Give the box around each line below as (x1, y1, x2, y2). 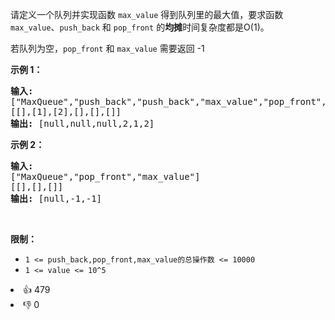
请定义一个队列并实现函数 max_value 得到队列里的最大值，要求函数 (10, 9, 284, 20)
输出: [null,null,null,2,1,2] (10, 118, 155, 129)
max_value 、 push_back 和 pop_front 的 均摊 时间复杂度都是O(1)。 (10, 21, 270, 33)
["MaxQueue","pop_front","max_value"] (10, 171, 201, 182)
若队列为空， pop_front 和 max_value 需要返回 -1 (10, 43, 205, 54)
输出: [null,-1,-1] (10, 193, 103, 204)
